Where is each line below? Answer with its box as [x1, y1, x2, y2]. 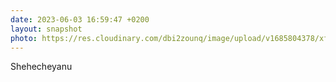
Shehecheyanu [10, 61, 73, 73]
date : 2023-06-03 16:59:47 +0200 [10, 14, 150, 25]
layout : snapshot [10, 24, 83, 34]
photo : [10, 33, 38, 43]
